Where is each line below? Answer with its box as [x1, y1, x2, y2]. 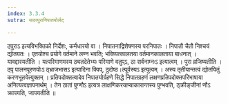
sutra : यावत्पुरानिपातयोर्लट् [7, 17, 64, 24]
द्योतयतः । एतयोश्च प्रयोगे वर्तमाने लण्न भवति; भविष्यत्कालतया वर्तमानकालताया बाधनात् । [7, 49, 197, 58]
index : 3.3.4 [7, 10, 45, 17]
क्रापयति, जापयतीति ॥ [7, 88, 56, 97]
